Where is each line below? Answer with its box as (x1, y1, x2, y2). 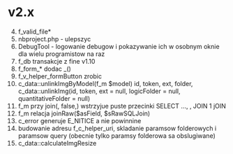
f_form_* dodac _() (17, 64, 72, 73)
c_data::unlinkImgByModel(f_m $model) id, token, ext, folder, (17, 79, 193, 87)
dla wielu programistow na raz (17, 50, 105, 58)
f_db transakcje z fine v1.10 (17, 57, 96, 65)
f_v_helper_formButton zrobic (17, 71, 103, 80)
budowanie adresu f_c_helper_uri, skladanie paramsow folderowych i (17, 124, 217, 132)
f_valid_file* (17, 27, 52, 36)
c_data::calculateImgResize (17, 139, 97, 147)
